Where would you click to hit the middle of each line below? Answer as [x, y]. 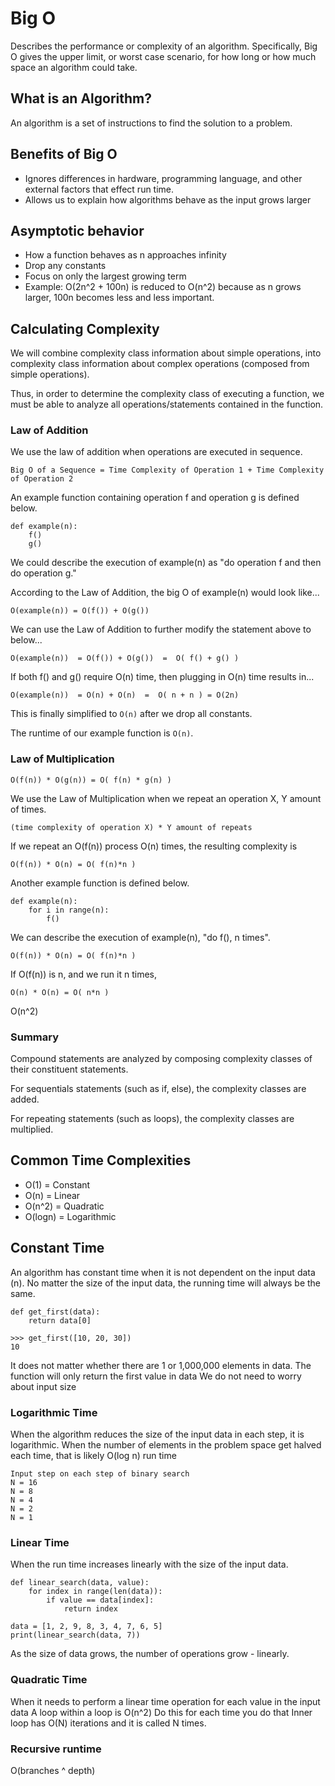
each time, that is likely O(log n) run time [93, 1455]
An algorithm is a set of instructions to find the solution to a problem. [151, 123]
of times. [28, 809]
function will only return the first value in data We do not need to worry [156, 1376]
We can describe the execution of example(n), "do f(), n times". [140, 937]
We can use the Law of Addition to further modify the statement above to [161, 629]
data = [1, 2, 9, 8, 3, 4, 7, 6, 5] [86, 1627]
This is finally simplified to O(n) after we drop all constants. [131, 714]
